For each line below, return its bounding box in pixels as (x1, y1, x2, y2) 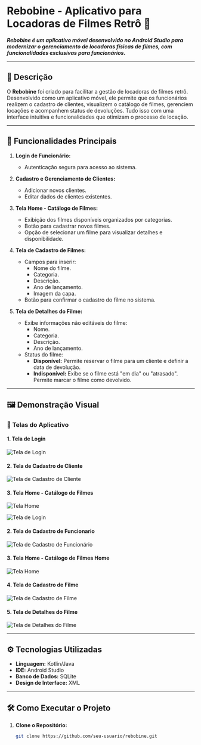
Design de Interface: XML (15, 679, 80, 687)
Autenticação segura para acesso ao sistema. (24, 163, 137, 170)
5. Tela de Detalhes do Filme (7, 608, 78, 615)
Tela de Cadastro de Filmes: (15, 246, 86, 254)
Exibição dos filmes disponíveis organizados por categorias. (24, 216, 172, 223)
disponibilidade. (24, 235, 64, 242)
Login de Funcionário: (15, 152, 71, 159)
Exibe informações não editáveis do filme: (24, 319, 128, 326)
